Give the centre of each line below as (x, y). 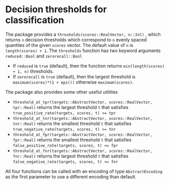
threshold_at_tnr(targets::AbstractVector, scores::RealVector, (82, 118)
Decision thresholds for (56, 9)
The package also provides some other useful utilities (62, 92)
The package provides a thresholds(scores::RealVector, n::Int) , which (83, 34)
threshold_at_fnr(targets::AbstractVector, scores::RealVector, (82, 151)
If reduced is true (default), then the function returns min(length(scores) (89, 66)
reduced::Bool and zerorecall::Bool (44, 56)
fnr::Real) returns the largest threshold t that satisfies (70, 156)
